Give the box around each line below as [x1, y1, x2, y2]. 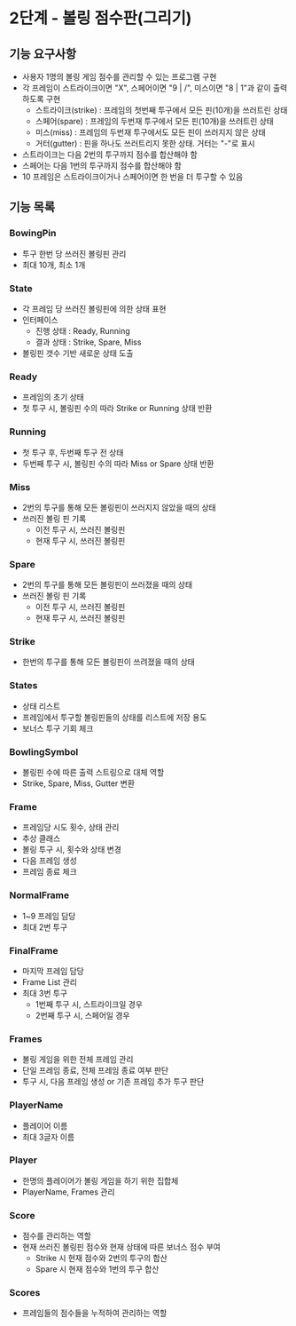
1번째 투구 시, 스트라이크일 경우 [35, 998, 144, 1009]
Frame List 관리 [21, 976, 78, 987]
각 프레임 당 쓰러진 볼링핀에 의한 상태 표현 [21, 303, 167, 314]
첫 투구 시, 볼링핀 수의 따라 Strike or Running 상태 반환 [21, 403, 213, 414]
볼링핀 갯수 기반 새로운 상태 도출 [21, 347, 134, 358]
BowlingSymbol [9, 745, 79, 758]
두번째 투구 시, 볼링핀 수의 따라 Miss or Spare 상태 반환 [21, 458, 214, 469]
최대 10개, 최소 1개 [21, 259, 86, 270]
